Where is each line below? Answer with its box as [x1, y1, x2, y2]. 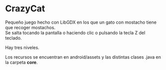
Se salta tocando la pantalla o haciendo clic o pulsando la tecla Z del [5, 30, 146, 35]
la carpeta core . [5, 59, 38, 65]
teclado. [5, 35, 22, 41]
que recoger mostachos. [5, 24, 56, 30]
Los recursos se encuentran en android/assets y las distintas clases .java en [5, 54, 162, 60]
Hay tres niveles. [5, 44, 40, 50]
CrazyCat [5, 3, 46, 14]
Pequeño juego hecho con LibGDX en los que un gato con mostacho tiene [5, 19, 157, 25]
